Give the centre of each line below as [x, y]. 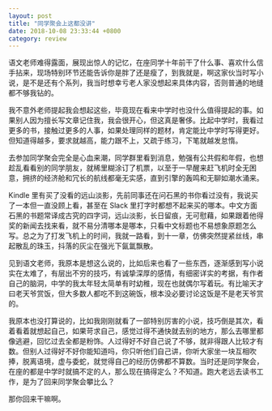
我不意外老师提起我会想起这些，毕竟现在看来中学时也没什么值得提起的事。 [132, 110]
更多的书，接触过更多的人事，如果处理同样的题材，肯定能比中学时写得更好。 [136, 131]
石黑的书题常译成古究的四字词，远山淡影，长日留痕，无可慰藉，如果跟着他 [132, 216]
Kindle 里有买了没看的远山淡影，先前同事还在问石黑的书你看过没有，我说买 [134, 195]
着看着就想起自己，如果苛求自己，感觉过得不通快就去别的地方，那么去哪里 [132, 331]
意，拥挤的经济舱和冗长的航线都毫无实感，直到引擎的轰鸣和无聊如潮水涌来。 [136, 178]
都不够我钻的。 [33, 93]
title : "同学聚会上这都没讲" [52, 24]
